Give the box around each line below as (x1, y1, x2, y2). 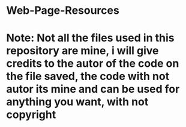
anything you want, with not (6, 95, 149, 109)
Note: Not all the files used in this (6, 31, 175, 45)
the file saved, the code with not (6, 70, 170, 83)
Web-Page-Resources (6, 4, 120, 17)
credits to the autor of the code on (6, 57, 179, 70)
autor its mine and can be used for (6, 82, 180, 96)
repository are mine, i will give (6, 44, 159, 58)
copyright (6, 108, 56, 122)
